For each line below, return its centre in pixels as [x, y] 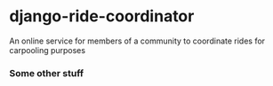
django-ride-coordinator [102, 16]
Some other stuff [47, 73]
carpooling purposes [48, 50]
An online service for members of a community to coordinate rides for [137, 41]
